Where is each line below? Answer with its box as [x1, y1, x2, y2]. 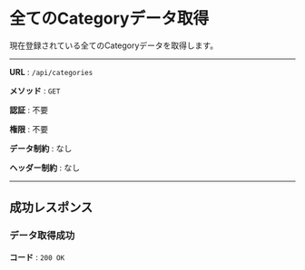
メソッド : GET [9, 85, 61, 96]
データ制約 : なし [9, 142, 73, 154]
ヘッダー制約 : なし [9, 162, 80, 173]
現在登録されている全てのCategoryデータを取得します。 [9, 40, 219, 51]
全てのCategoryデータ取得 [9, 8, 210, 29]
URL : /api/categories [9, 66, 93, 77]
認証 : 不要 [9, 104, 48, 115]
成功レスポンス [9, 200, 93, 216]
